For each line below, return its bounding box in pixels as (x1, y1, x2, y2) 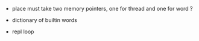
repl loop (11, 28, 34, 35)
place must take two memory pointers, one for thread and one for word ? (11, 5, 193, 12)
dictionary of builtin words (11, 17, 77, 23)
